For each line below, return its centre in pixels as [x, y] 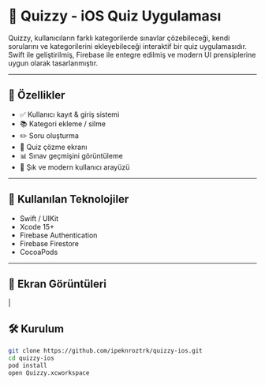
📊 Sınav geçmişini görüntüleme [71, 155]
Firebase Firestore [49, 243]
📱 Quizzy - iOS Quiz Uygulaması [115, 16]
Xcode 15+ [37, 226]
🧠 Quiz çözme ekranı [53, 147]
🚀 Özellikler [37, 95]
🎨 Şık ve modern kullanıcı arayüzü [75, 167]
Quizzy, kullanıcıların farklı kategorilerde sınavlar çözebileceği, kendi [119, 38]
